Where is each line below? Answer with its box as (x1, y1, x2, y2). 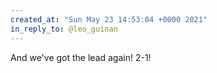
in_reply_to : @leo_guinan (10, 24, 118, 34)
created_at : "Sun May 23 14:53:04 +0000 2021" (10, 14, 208, 25)
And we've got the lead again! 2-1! (10, 51, 152, 63)
